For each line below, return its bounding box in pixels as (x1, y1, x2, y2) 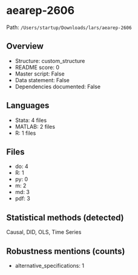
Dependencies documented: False (15, 83, 101, 90)
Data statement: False (15, 76, 70, 83)
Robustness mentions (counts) (6, 246, 125, 256)
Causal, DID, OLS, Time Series (6, 228, 82, 236)
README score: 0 (15, 63, 59, 71)
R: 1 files (15, 129, 36, 137)
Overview (6, 41, 44, 51)
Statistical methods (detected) (6, 212, 124, 222)
